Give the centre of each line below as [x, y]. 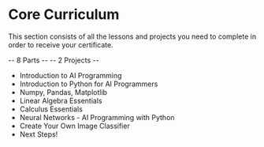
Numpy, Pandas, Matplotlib [63, 92]
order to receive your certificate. [61, 44]
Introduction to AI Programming [71, 75]
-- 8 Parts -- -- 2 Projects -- [54, 60]
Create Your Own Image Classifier [74, 126]
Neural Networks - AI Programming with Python [97, 117]
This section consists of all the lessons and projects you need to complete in [132, 36]
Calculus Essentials [51, 109]
